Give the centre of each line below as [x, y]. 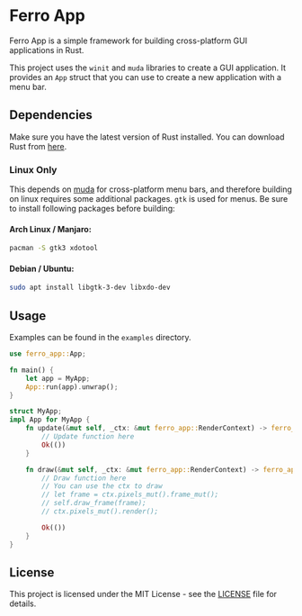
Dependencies [51, 115]
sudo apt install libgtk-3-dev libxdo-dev [90, 288]
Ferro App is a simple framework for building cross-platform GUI [129, 41]
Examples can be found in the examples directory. [100, 338]
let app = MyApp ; [58, 378]
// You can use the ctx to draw [102, 486]
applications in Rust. [47, 50]
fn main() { [31, 370]
